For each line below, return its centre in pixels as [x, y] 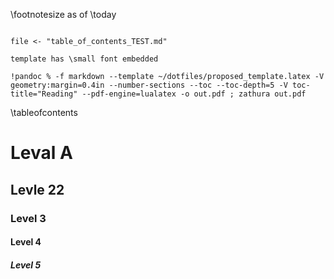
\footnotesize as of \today [63, 14]
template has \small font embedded [84, 59]
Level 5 [26, 265]
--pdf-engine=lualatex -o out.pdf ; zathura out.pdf [194, 94]
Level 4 [26, 242]
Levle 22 [37, 189]
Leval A [41, 153]
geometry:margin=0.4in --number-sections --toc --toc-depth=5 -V [149, 85]
